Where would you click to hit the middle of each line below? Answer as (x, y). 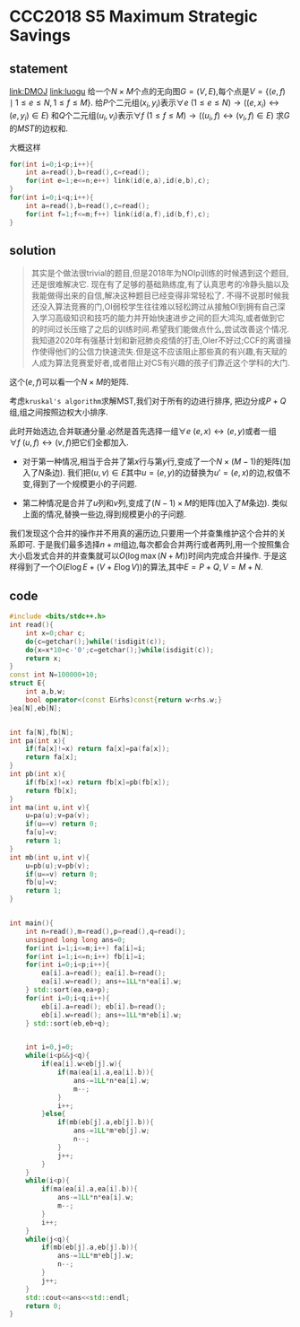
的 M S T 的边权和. (39, 128)
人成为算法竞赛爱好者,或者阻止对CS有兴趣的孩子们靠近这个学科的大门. (161, 363)
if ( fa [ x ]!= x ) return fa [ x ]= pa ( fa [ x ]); (98, 749)
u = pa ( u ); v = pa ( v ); (58, 816)
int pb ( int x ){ (38, 774)
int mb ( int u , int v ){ (50, 857)
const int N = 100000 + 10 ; (54, 675)
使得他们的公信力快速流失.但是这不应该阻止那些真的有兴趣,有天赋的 (163, 352)
